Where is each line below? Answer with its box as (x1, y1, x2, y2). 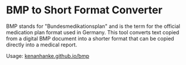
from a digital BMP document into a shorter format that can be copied (6, 35, 174, 42)
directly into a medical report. (6, 41, 77, 48)
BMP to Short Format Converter (6, 3, 163, 17)
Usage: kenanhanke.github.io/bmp (6, 52, 90, 59)
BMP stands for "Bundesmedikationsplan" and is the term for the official (6, 23, 181, 30)
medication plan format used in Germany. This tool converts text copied (6, 28, 180, 35)
